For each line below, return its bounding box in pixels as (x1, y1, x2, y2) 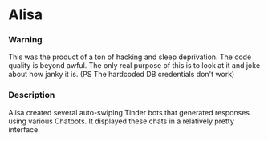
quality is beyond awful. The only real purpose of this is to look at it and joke (8, 61, 261, 70)
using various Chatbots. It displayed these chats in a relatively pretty (8, 116, 235, 126)
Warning (8, 34, 43, 46)
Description (8, 90, 55, 101)
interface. (8, 124, 40, 134)
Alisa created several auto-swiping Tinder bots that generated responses (8, 107, 250, 117)
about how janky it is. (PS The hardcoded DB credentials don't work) (8, 70, 235, 79)
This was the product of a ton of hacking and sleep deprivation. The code (8, 52, 252, 62)
